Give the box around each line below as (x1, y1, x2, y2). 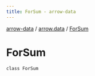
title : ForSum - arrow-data (6, 8, 76, 15)
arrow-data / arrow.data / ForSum (6, 25, 89, 32)
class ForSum (6, 65, 39, 71)
